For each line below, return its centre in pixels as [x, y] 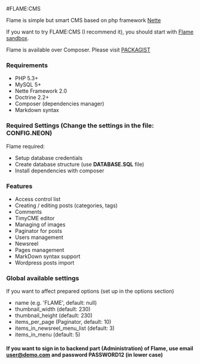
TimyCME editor [35, 218]
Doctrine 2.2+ [32, 98]
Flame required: [26, 146]
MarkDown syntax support [47, 256]
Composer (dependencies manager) [59, 104]
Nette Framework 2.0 [41, 91]
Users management [39, 237]
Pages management [39, 250]
